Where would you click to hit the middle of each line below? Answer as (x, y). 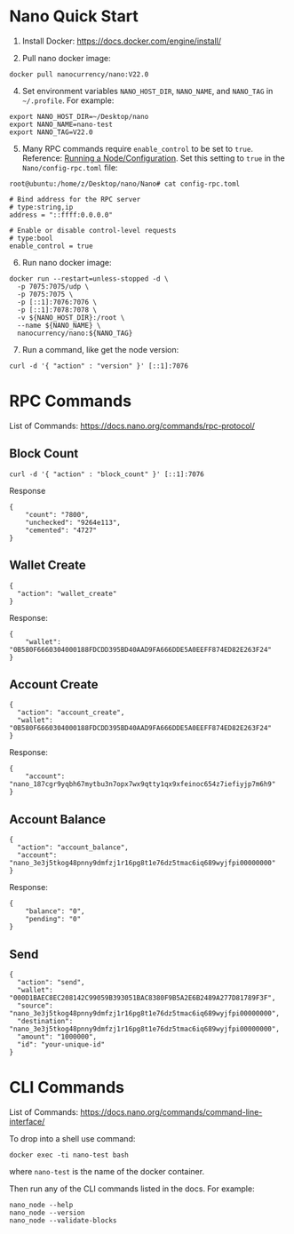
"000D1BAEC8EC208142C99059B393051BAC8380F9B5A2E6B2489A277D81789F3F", (143, 998)
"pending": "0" (53, 920)
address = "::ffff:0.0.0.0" (61, 215)
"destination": (45, 1021)
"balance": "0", (56, 912)
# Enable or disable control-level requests (93, 230)
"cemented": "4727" (61, 530)
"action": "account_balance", (73, 848)
